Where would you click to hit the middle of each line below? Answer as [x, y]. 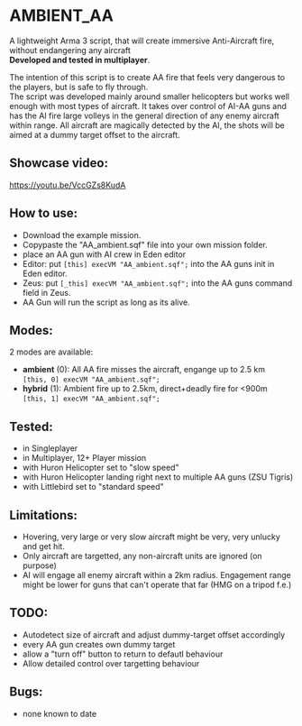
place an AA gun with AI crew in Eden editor [104, 254]
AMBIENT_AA [62, 16]
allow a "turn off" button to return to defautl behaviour [123, 654]
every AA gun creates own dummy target [99, 644]
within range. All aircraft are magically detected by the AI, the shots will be [147, 125]
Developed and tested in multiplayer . [80, 60]
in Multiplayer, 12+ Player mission [84, 458]
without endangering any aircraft [70, 50]
